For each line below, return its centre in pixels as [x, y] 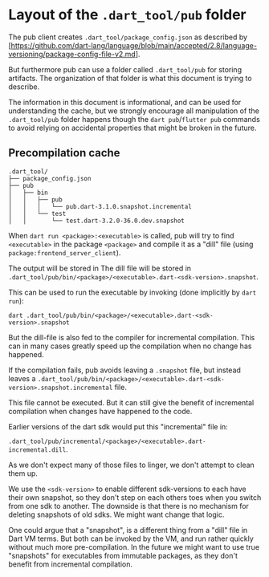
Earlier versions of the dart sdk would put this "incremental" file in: [118, 426]
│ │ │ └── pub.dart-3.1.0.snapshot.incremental [100, 206]
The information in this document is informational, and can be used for [125, 102]
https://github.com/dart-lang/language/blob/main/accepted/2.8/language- [134, 45]
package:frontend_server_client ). [65, 252]
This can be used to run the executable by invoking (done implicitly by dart [132, 292]
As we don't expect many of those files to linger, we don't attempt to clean [131, 465]
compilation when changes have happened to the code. [100, 411]
